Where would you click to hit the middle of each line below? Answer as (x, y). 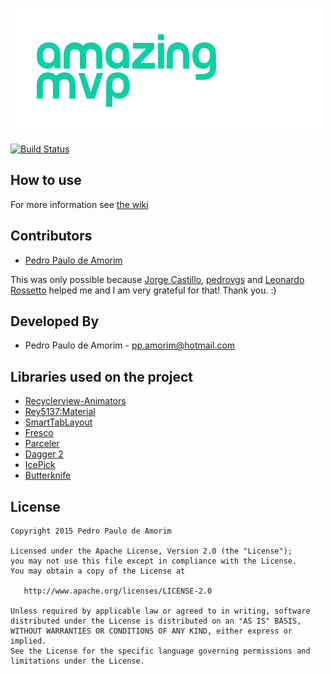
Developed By (55, 321)
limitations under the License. (77, 661)
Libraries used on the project (102, 376)
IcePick (40, 465)
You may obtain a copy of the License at (98, 571)
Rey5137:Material (60, 412)
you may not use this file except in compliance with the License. (154, 561)
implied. (28, 641)
